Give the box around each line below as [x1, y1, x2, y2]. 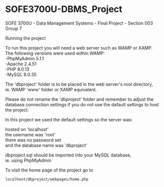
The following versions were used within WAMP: [5, 50, 105, 56]
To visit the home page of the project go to [5, 167, 94, 173]
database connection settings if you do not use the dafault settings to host [5, 101, 159, 107]
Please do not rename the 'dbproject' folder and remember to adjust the [5, 96, 154, 102]
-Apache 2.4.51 [5, 61, 37, 67]
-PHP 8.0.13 [5, 66, 30, 72]
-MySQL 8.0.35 [5, 71, 37, 77]
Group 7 [5, 25, 22, 31]
